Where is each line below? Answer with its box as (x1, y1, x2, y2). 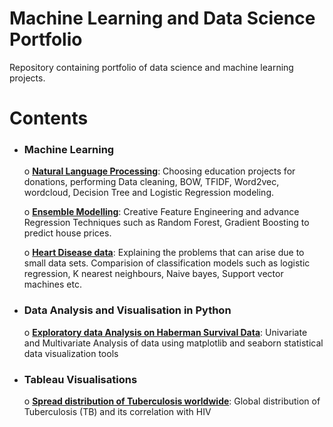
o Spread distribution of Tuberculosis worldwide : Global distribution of (23, 395, 321, 407)
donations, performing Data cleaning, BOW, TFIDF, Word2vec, (23, 176, 280, 188)
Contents (9, 107, 89, 130)
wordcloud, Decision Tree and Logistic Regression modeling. (23, 187, 275, 199)
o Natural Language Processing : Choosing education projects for (23, 165, 296, 177)
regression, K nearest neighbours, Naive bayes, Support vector (23, 268, 284, 280)
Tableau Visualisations (23, 372, 138, 386)
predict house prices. (23, 227, 112, 239)
